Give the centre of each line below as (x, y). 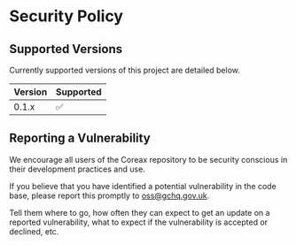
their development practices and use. (78, 169)
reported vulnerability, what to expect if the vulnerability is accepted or (139, 222)
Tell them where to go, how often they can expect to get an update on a (140, 212)
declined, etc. (34, 231)
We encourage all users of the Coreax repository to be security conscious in (148, 159)
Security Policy (66, 16)
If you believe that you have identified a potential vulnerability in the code (143, 186)
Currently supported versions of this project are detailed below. (125, 70)
